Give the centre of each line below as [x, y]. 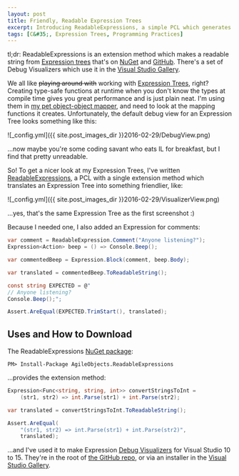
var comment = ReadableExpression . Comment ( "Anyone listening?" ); [106, 240]
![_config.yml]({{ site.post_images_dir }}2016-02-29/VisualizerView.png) [113, 199]
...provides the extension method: [57, 378]
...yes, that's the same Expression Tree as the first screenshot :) [101, 213]
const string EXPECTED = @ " [49, 286]
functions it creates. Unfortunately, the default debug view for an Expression [120, 114]
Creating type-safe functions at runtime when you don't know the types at [117, 91]
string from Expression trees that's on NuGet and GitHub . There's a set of [115, 62]
